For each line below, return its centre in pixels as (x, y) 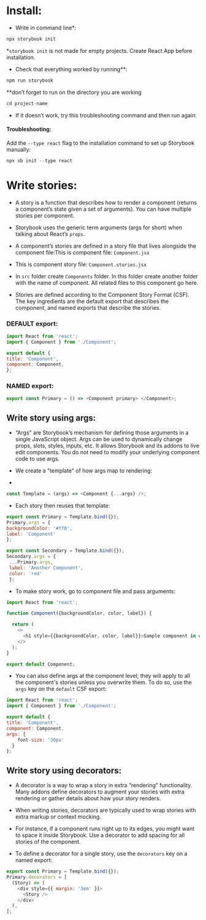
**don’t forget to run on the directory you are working (74, 92)
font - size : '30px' (41, 740)
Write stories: (42, 185)
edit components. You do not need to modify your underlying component (107, 452)
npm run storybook (30, 81)
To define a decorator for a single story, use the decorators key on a (101, 854)
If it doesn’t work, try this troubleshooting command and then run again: (106, 115)
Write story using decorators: (64, 770)
